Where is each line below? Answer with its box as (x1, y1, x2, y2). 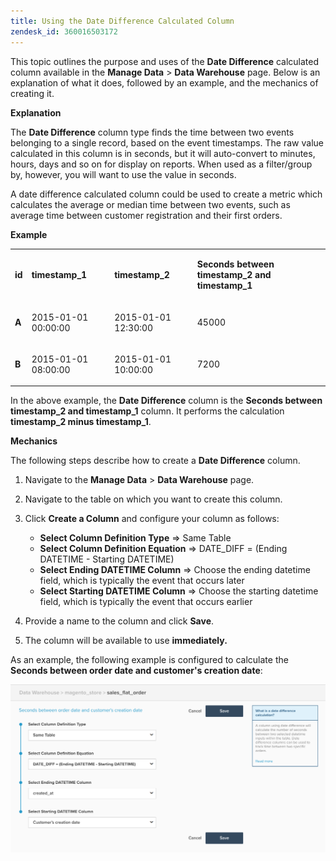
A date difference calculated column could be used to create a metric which (10, 188, 323, 200)
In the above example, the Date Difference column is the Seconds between (10, 395, 323, 407)
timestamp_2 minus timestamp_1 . (10, 416, 152, 428)
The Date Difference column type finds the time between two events (10, 126, 295, 138)
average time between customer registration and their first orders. (10, 209, 283, 221)
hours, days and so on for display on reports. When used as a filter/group (10, 158, 313, 170)
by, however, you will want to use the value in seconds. (10, 168, 237, 180)
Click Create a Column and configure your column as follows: (24, 513, 280, 525)
